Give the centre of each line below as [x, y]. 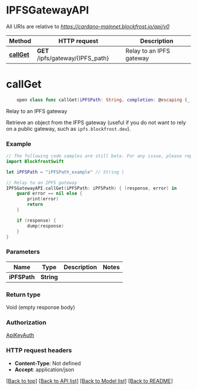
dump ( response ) [46, 226]
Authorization [26, 322]
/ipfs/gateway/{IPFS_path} [73, 58]
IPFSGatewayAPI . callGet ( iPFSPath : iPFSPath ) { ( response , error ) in [91, 188]
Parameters [23, 252]
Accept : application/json [44, 369]
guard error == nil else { [50, 194]
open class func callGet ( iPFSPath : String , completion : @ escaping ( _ [103, 100]
